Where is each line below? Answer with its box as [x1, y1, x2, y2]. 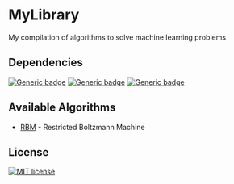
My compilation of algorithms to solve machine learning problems [8, 32, 227, 42]
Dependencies [8, 56, 83, 69]
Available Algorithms [8, 101, 116, 115]
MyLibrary [8, 6, 80, 24]
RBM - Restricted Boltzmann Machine [19, 122, 145, 132]
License [8, 145, 49, 159]
